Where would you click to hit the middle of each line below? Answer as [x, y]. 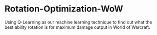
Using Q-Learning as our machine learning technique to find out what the [78, 22]
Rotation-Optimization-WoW [64, 9]
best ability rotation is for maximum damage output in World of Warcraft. [77, 27]
